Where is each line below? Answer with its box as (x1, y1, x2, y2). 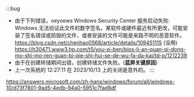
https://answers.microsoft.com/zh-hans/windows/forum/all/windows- (6, 78, 175, 85)
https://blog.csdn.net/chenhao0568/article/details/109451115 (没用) (14, 39, 178, 46)
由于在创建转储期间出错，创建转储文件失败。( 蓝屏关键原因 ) (14, 59, 158, 66)
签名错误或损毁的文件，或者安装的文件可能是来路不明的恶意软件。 (25, 32, 185, 39)
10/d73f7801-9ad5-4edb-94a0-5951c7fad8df (6, 85, 116, 91)
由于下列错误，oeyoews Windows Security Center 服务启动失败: (14, 17, 170, 24)
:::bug (6, 5, 21, 12)
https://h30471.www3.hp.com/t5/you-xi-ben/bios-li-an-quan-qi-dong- (14, 46, 186, 52)
